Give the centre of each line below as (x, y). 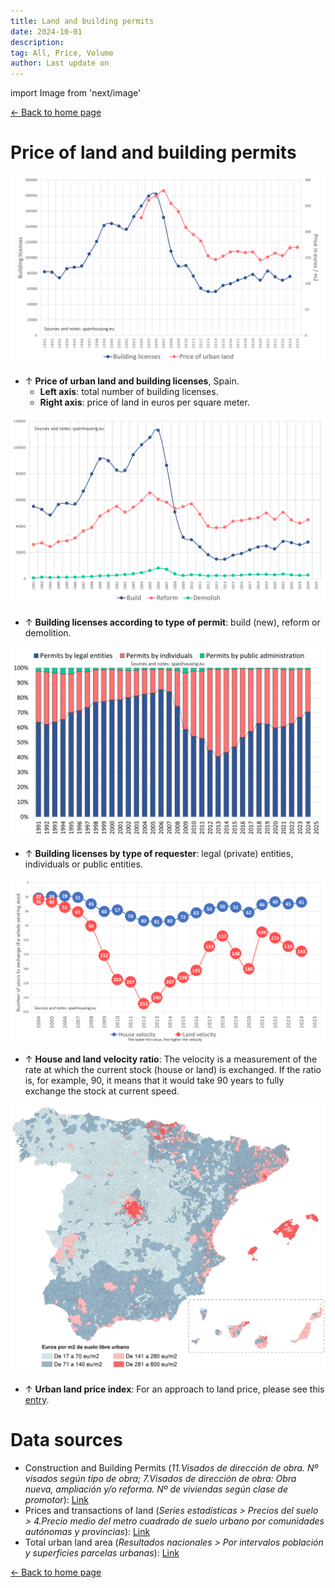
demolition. (48, 632)
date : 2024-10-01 (46, 31)
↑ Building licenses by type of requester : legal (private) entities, (159, 854)
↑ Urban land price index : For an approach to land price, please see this (174, 1389)
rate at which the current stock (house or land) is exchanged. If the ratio (173, 1070)
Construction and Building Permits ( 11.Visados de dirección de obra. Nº (171, 1467)
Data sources (66, 1440)
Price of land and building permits (153, 152)
